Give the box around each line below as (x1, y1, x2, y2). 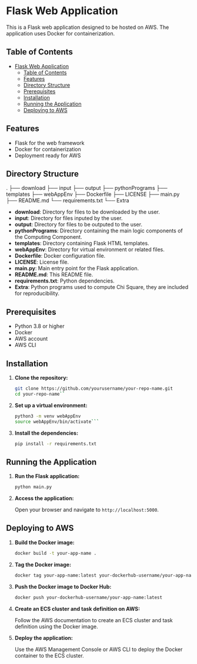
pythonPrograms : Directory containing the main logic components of (14, 227, 183, 234)
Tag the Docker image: (14, 561, 72, 568)
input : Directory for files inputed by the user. (14, 215, 123, 222)
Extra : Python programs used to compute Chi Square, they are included (14, 284, 189, 291)
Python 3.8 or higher (14, 323, 65, 330)
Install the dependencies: (14, 429, 78, 436)
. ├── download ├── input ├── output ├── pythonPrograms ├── (6, 185, 168, 192)
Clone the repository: (14, 374, 68, 381)
